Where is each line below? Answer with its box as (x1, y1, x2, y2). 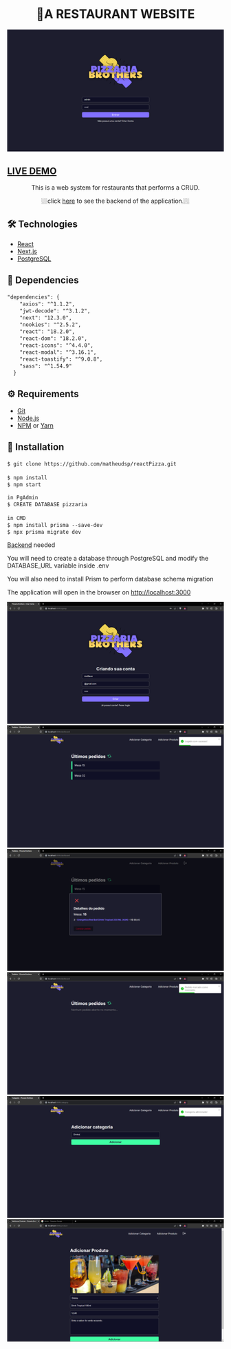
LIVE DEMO (7, 165, 57, 177)
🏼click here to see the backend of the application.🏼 (41, 197, 190, 206)
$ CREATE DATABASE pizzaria (7, 501, 88, 508)
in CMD (7, 514, 26, 521)
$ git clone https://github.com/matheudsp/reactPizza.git (7, 460, 177, 468)
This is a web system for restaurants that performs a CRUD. (31, 183, 200, 192)
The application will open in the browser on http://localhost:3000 (7, 588, 191, 596)
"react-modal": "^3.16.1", (19, 348, 97, 356)
